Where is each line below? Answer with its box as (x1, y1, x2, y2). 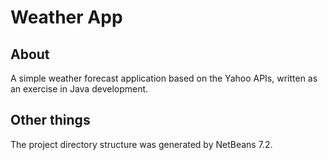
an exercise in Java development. (10, 83, 149, 95)
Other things (10, 112, 91, 129)
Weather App (10, 6, 123, 29)
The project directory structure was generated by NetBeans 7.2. (10, 138, 273, 150)
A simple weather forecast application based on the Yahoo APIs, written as (10, 72, 318, 84)
